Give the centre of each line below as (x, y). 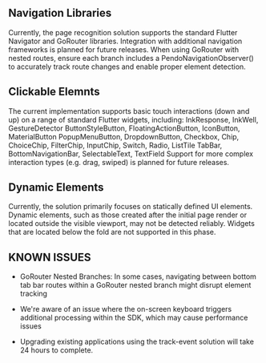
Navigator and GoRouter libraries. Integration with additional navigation (125, 41)
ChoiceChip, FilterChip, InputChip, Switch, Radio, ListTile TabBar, (115, 145)
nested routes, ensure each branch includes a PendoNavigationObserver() (131, 58)
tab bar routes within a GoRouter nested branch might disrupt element (135, 285)
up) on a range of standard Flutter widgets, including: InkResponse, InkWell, (133, 119)
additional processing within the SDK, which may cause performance (134, 318)
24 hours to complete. (56, 350)
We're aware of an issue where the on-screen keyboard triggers (126, 309)
